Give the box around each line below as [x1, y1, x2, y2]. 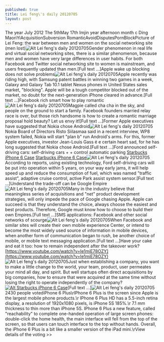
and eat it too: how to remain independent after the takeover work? [5, 243, 140, 249]
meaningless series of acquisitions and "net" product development [5, 191, 140, 197]
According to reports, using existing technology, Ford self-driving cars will [5, 160, 155, 166]
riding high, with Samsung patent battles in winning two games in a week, [5, 76, 154, 82]
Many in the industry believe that [68, 186, 135, 192]
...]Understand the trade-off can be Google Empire [5, 181, 107, 187]
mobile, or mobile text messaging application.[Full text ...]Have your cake [5, 238, 152, 244]
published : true [5, 7, 38, 12]
